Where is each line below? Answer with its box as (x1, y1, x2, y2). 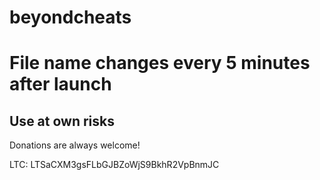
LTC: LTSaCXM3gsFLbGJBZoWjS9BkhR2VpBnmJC (9, 159, 220, 171)
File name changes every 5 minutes (9, 52, 311, 75)
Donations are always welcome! (9, 139, 141, 151)
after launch (9, 73, 112, 96)
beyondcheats (9, 6, 132, 29)
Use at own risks (9, 112, 115, 130)
